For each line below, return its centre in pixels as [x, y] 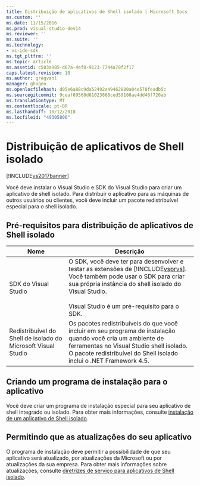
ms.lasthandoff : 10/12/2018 [41, 112]
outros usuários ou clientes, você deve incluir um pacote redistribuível [92, 200]
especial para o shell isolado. [42, 207]
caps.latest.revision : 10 [38, 73]
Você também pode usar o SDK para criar [126, 276]
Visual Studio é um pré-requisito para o [124, 306]
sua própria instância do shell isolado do [125, 284]
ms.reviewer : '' [26, 34]
